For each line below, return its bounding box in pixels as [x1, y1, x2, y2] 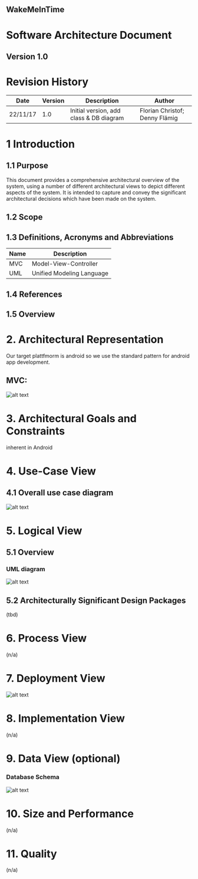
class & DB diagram [70, 114, 124, 122]
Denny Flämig [139, 114, 178, 122]
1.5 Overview [6, 309, 55, 319]
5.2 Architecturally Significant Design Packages [6, 595, 186, 605]
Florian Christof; [139, 106, 184, 114]
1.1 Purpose [6, 161, 48, 171]
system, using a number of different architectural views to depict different [6, 183, 185, 190]
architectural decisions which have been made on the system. [6, 195, 157, 202]
